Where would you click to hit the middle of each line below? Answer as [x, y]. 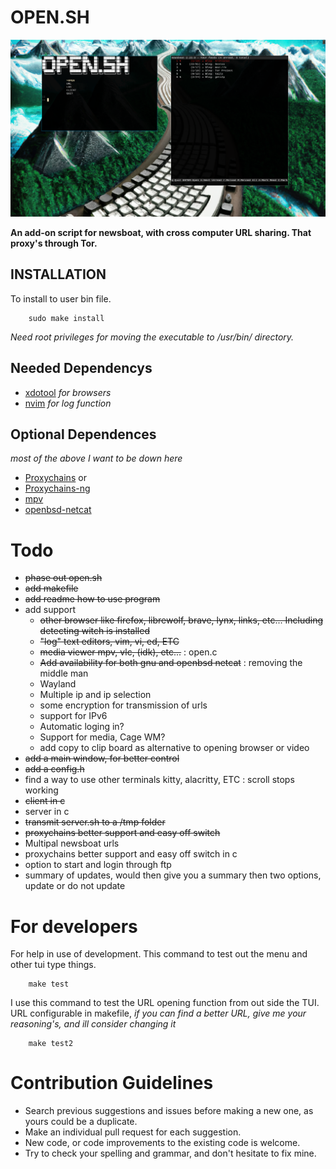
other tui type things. [53, 965]
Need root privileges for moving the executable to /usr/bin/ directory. [152, 337]
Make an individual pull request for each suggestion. [133, 1132]
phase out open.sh [63, 578]
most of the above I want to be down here [96, 458]
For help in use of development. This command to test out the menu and [159, 954]
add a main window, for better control [102, 758]
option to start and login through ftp [98, 865]
